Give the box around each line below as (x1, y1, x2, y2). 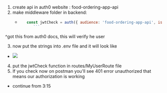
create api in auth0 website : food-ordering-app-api (12, 4, 119, 10)
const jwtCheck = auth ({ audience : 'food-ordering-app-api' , (26, 20, 156, 25)
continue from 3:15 (12, 83, 51, 89)
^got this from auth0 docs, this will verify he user (5, 33, 105, 39)
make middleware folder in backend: (12, 9, 87, 15)
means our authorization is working (12, 73, 85, 79)
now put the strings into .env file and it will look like (12, 43, 117, 49)
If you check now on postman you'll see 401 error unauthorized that (12, 68, 152, 74)
